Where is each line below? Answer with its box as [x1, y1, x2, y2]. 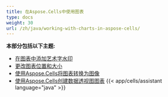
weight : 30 [6, 20, 33, 26]
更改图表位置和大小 [14, 62, 63, 70]
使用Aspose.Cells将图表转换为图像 [14, 70, 100, 77]
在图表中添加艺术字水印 [14, 55, 73, 62]
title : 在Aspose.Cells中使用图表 [6, 8, 84, 15]
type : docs [6, 14, 33, 20]
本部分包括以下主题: [6, 42, 56, 49]
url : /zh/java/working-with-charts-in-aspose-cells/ [6, 25, 140, 32]
